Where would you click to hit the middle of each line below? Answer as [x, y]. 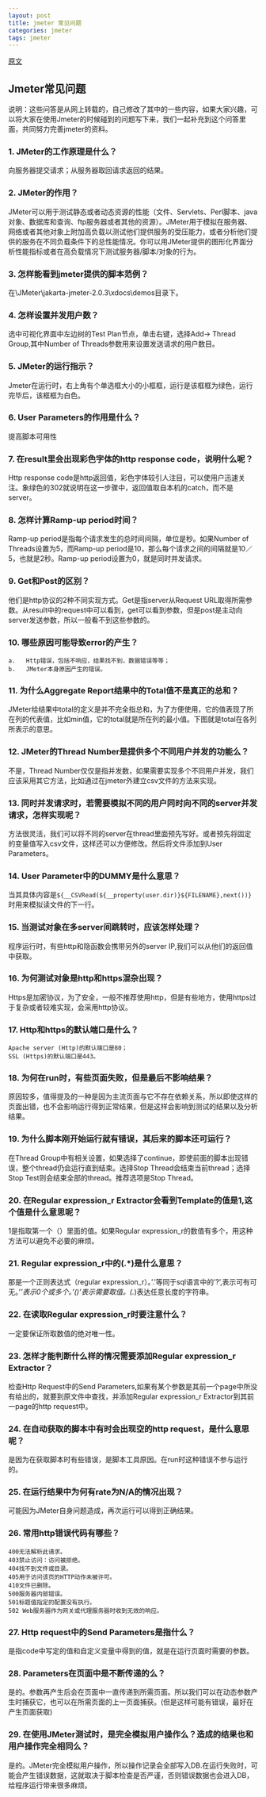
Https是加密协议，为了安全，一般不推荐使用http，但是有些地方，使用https [129, 997]
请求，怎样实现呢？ [45, 815]
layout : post [30, 15]
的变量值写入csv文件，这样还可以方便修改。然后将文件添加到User [116, 843]
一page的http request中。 [50, 1406]
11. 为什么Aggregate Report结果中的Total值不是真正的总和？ [123, 690]
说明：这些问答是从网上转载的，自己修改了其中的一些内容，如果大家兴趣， [129, 109]
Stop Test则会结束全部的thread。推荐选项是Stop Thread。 [103, 1177]
